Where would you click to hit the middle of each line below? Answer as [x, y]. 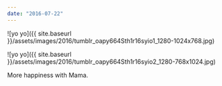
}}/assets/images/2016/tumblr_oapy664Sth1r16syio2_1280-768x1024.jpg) [112, 61]
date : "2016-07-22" [35, 14]
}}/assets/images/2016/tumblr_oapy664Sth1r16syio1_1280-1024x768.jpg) [111, 41]
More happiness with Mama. [48, 75]
